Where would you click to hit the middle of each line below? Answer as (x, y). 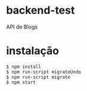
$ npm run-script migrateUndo (44, 72)
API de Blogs (22, 27)
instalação (33, 51)
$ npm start (21, 82)
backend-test (41, 10)
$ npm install (24, 67)
